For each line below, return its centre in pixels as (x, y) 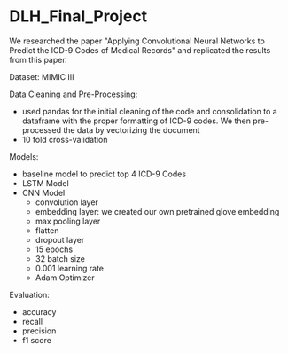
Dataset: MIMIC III (42, 76)
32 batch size (60, 258)
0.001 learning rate (70, 268)
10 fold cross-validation (65, 139)
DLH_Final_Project (78, 16)
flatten (47, 230)
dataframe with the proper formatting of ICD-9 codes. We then (136, 121)
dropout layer (60, 239)
